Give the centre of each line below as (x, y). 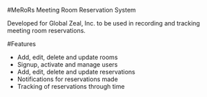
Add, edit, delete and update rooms (68, 57)
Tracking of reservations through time (71, 86)
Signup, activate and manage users (67, 64)
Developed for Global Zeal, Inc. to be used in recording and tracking (103, 23)
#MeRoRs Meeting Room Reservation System (72, 10)
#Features (22, 44)
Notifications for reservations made (68, 79)
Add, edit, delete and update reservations (76, 72)
